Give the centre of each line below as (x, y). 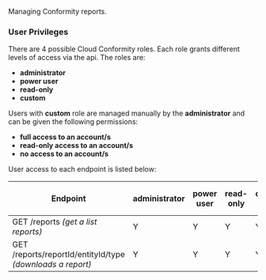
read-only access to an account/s (76, 146)
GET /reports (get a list (55, 222)
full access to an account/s (65, 137)
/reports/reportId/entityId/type (68, 255)
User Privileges (38, 32)
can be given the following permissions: (73, 122)
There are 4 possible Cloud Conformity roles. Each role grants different (124, 49)
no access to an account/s (64, 154)
